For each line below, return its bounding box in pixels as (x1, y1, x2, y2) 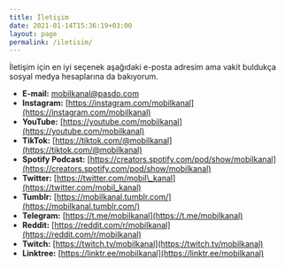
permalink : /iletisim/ (9, 37, 93, 47)
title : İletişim (9, 12, 69, 22)
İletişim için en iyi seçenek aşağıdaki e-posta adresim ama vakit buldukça (9, 62, 277, 72)
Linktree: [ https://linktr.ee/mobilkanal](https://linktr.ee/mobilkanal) (21, 248, 264, 259)
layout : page (9, 29, 58, 38)
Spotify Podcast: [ (21, 154, 91, 164)
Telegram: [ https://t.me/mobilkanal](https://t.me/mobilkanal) (21, 210, 243, 221)
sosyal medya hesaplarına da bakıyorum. (9, 72, 159, 82)
